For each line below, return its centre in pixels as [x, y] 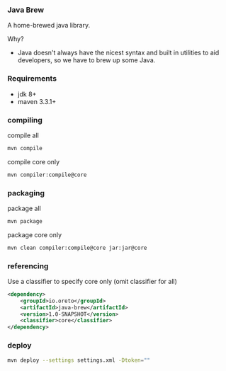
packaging [26, 193]
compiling [25, 120]
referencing [28, 266]
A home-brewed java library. [49, 25]
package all [24, 208]
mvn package [25, 221]
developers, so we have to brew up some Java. [86, 60]
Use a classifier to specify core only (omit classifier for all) [92, 281]
